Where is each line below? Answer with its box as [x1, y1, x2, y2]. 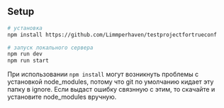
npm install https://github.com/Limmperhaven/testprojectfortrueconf [7, 31, 218, 38]
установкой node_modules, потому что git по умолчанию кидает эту [7, 77, 214, 86]
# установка [7, 24, 43, 31]
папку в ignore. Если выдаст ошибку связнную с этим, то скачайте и [7, 85, 215, 94]
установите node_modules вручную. [7, 92, 117, 102]
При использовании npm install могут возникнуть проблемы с [7, 70, 199, 79]
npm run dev [7, 50, 43, 58]
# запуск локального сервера [7, 44, 94, 51]
